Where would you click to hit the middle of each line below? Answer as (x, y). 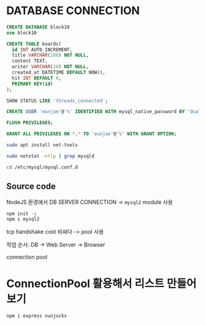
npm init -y (21, 213)
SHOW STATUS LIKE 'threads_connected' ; (57, 101)
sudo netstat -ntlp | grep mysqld (51, 156)
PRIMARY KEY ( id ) (32, 84)
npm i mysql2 (23, 219)
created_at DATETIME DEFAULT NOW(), (59, 72)
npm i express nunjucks (37, 316)
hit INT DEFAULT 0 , (37, 78)
